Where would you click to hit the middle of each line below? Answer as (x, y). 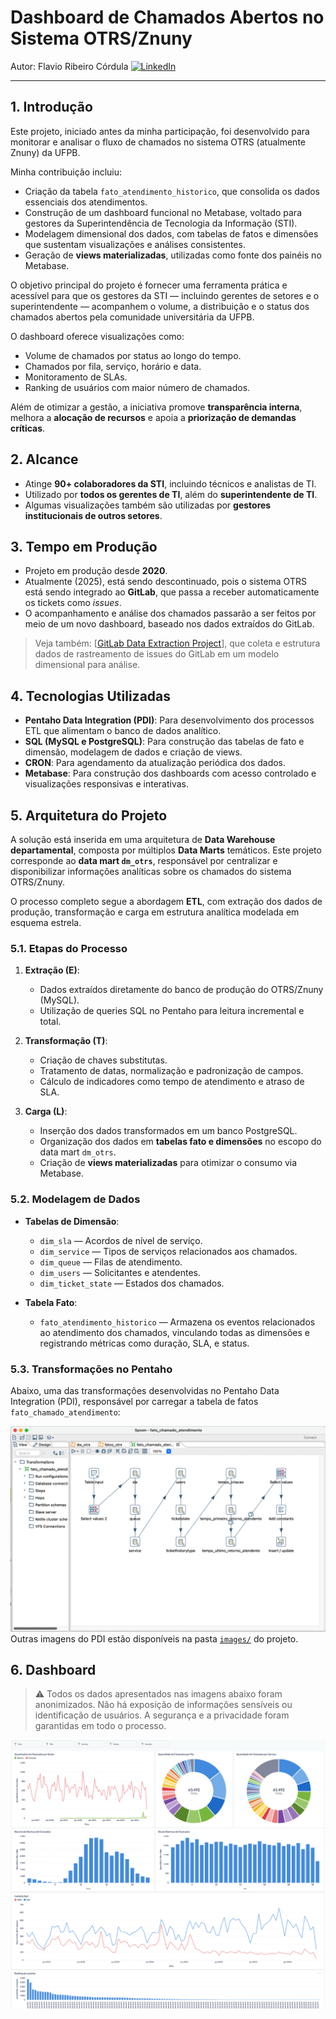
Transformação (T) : (66, 1041)
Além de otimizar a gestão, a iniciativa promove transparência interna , (156, 407)
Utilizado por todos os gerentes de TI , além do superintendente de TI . (171, 494)
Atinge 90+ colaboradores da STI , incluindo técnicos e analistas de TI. (170, 483)
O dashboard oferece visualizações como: (97, 336)
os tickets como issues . (73, 603)
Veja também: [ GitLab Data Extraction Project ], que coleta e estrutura (177, 643)
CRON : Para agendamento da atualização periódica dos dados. (155, 763)
